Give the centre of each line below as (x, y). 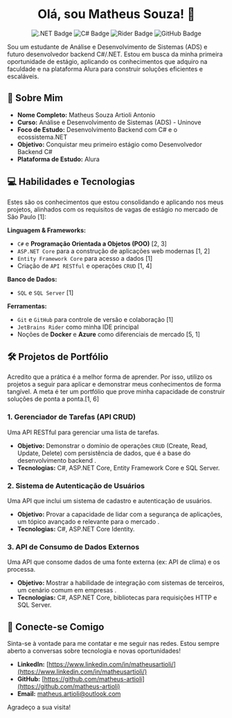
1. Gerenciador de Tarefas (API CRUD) (72, 417)
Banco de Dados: (32, 279)
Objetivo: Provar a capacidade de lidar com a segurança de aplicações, (120, 514)
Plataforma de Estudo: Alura (59, 159)
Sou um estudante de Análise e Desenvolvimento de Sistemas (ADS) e (107, 46)
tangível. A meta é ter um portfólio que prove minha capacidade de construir (116, 392)
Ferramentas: (27, 306)
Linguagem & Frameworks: (47, 230)
